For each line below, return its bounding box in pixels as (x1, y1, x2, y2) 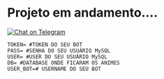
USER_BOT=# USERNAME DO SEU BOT (7, 65, 101, 72)
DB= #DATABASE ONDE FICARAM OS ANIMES (7, 59, 120, 67)
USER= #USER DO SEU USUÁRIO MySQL (7, 53, 108, 60)
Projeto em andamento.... (7, 5, 158, 21)
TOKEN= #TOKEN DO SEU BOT (7, 41, 82, 48)
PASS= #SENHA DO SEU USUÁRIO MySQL (7, 47, 111, 54)
